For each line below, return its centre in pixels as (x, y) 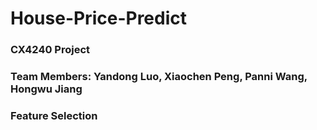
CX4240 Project (50, 50)
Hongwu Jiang (46, 89)
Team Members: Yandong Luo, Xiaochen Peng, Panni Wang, (159, 77)
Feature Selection (54, 115)
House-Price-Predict (98, 18)
